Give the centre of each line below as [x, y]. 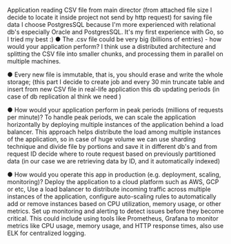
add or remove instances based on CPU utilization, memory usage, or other [114, 204]
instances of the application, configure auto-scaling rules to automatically [112, 196]
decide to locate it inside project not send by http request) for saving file [110, 17]
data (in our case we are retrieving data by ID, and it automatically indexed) [114, 161]
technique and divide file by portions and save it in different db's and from [112, 146]
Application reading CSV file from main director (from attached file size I [110, 10]
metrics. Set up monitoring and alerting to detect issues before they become [115, 211]
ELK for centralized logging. [47, 233]
